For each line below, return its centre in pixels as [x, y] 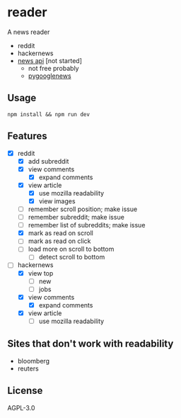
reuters [28, 368]
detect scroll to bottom [72, 257]
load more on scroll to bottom [71, 249]
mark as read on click [59, 241]
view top [41, 273]
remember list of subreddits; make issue [87, 225]
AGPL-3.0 [21, 407]
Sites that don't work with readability [90, 344]
